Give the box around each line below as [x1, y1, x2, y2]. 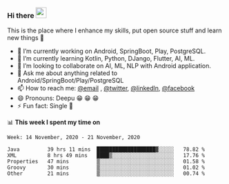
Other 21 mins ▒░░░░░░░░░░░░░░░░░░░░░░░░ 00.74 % [7, 170, 206, 177]
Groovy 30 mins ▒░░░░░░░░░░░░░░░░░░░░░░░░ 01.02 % [7, 164, 206, 172]
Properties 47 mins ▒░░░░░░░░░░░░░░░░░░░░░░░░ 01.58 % [7, 159, 206, 165]
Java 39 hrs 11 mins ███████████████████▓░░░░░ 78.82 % [7, 146, 206, 153]
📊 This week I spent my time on [7, 118, 101, 127]
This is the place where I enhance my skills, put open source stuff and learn [7, 26, 222, 34]
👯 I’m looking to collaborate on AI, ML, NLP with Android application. [17, 62, 212, 70]
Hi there [7, 10, 34, 20]
